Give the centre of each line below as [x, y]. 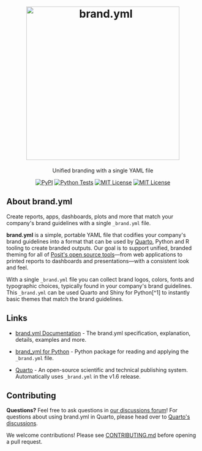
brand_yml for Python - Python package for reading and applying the [102, 351]
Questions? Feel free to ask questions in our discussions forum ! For [92, 411]
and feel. [17, 268]
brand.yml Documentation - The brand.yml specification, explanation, [103, 333]
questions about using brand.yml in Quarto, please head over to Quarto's [98, 417]
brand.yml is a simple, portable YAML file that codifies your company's [96, 235]
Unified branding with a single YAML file [103, 170]
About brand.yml [39, 202]
